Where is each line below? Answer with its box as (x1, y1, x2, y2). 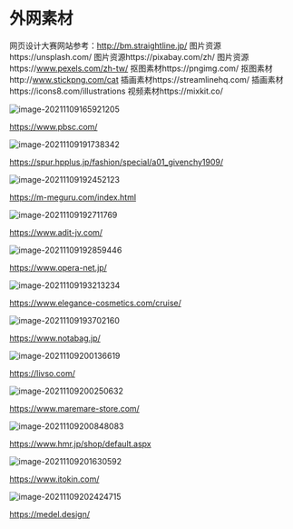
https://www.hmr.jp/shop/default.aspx (9, 438, 151, 449)
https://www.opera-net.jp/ (9, 262, 107, 273)
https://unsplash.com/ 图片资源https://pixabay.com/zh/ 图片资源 (9, 51, 249, 62)
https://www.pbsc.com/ (9, 121, 98, 132)
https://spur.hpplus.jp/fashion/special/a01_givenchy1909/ (9, 156, 224, 167)
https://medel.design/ (9, 508, 91, 519)
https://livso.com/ (9, 367, 75, 378)
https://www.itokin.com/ (9, 474, 100, 484)
